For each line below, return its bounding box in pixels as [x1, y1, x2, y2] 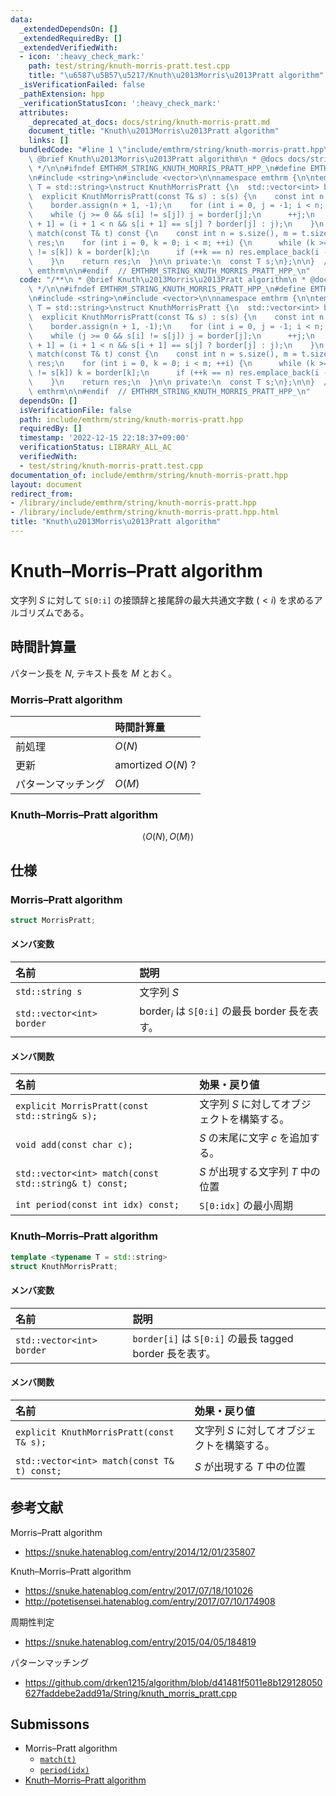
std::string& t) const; [15, 1178, 129, 1190]
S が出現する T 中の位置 [194, 1459, 307, 1473]
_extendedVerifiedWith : [19, 42, 118, 53]
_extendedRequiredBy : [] [19, 33, 123, 43]
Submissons [10, 1716, 90, 1733]
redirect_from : [10, 489, 74, 499]
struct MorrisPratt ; [10, 915, 97, 925]
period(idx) [39, 1766, 90, 1776]
